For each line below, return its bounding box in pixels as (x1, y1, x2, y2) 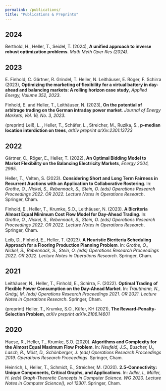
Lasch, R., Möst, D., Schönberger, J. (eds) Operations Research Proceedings (5, 349, 162, 355)
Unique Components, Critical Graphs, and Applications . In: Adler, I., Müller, (5, 369, 161, 376)
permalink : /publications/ (5, 7, 61, 12)
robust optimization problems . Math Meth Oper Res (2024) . (5, 49, 129, 55)
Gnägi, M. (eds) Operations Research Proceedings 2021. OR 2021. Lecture (5, 291, 157, 296)
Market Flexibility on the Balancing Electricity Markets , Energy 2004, (5, 160, 149, 166)
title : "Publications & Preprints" (5, 12, 79, 17)
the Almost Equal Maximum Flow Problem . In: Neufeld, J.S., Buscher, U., (5, 344, 155, 350)
